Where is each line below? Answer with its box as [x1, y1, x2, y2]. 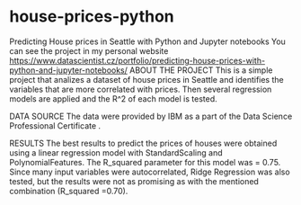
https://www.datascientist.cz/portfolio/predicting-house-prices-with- [9, 55, 266, 66]
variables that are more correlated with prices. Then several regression [9, 84, 272, 94]
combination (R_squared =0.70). [9, 185, 128, 196]
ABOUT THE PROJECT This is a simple [128, 65, 273, 76]
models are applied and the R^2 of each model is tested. [9, 93, 217, 104]
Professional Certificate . [9, 120, 102, 131]
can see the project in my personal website [9, 45, 169, 56]
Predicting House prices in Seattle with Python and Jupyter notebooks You [9, 36, 286, 47]
